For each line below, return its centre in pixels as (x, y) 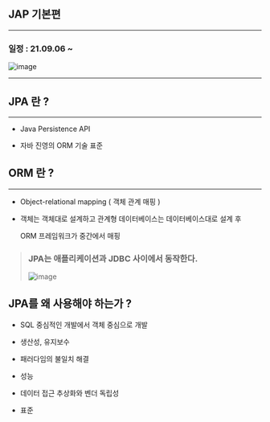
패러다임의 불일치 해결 (55, 358)
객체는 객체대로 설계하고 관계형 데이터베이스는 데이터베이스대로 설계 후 (131, 219)
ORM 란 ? (31, 173)
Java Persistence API (55, 129)
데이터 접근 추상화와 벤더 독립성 (69, 393)
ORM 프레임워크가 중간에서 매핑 (70, 236)
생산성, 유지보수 (45, 342)
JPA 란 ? (29, 102)
